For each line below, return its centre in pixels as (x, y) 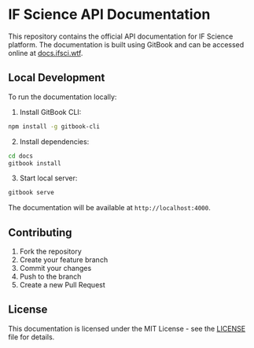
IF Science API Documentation (109, 15)
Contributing (40, 233)
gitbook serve (31, 193)
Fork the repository (51, 252)
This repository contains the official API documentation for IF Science (121, 36)
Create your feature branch (64, 260)
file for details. (31, 337)
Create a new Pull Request (63, 285)
